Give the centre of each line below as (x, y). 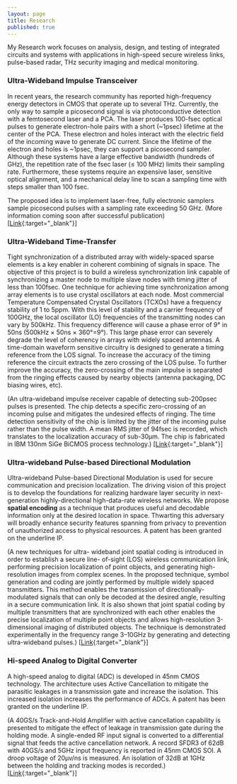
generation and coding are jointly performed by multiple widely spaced (111, 582)
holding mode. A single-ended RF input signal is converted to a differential (116, 735)
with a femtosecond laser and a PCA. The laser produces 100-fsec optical (115, 118)
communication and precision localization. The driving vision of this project (117, 485)
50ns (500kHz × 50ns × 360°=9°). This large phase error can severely (110, 332)
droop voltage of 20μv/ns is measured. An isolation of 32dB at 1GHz (106, 758)
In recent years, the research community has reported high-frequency (110, 96)
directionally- (185, 590)
